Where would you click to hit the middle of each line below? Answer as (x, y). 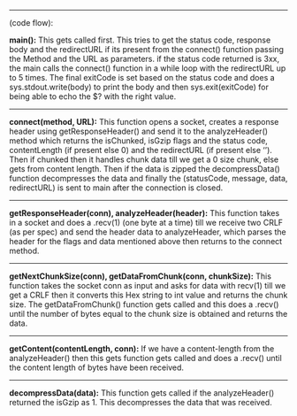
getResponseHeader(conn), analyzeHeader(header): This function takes (145, 213)
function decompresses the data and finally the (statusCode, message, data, (148, 178)
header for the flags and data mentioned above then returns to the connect (146, 241)
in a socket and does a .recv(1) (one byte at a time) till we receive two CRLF (146, 223)
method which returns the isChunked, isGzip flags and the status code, (138, 141)
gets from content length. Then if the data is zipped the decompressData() (145, 169)
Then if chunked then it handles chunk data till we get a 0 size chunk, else (144, 159)
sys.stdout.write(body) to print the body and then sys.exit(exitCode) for (139, 87)
